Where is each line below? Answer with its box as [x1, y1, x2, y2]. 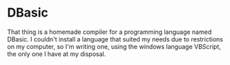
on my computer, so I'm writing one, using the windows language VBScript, [7, 42, 221, 50]
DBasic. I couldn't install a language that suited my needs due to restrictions [7, 35, 223, 43]
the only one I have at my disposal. [7, 50, 106, 58]
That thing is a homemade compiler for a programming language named [7, 28, 212, 36]
